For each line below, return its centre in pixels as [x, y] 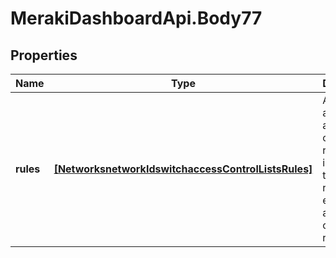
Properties [44, 55]
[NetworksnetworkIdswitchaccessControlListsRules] [183, 169]
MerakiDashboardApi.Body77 [136, 18]
